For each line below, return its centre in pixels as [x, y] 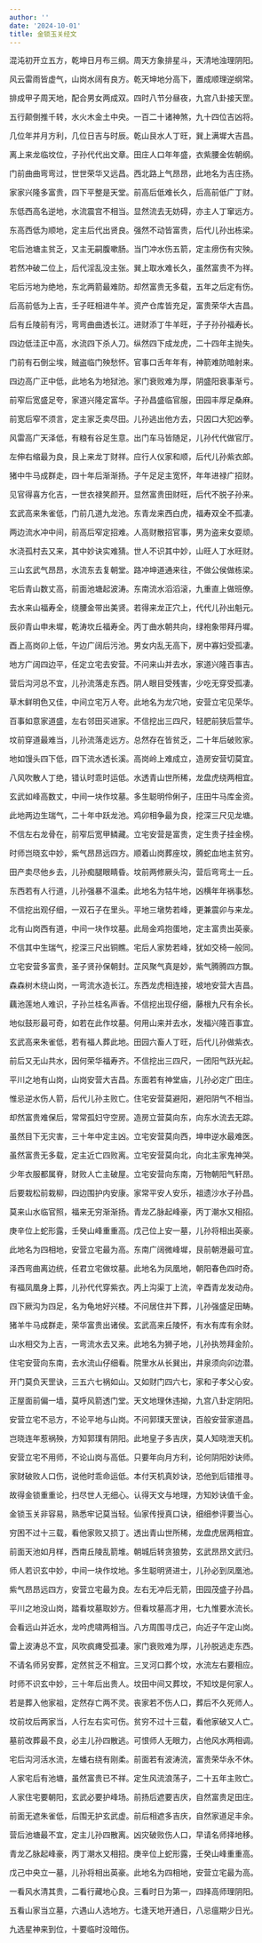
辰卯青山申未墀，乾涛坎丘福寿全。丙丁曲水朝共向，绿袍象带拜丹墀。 [134, 626]
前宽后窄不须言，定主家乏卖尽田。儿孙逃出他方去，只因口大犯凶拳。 [134, 419]
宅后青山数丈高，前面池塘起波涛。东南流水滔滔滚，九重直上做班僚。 [134, 589]
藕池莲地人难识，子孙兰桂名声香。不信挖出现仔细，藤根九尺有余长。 [134, 1004]
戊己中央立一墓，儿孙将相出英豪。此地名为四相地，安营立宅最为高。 [134, 1873]
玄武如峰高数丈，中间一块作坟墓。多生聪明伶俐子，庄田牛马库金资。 [134, 797]
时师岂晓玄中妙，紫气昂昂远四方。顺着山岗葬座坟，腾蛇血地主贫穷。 [134, 853]
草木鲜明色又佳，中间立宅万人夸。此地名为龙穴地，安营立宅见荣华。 [134, 702]
